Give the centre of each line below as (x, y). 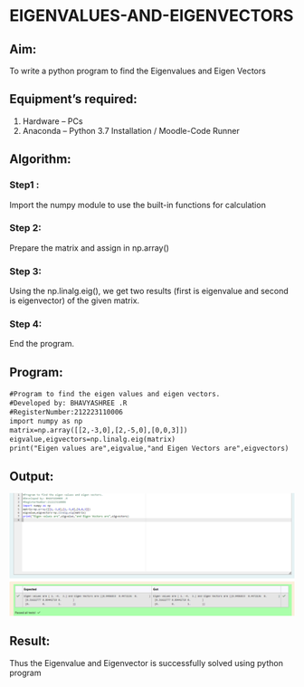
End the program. (42, 344)
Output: (32, 476)
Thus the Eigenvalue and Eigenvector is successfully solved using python (146, 663)
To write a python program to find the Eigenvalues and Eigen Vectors (138, 71)
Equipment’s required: (73, 99)
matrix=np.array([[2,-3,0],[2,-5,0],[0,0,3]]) (99, 431)
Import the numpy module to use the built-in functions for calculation (138, 205)
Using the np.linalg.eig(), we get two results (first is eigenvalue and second (149, 291)
